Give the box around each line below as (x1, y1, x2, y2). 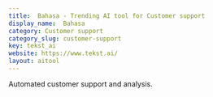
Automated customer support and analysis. (8, 78, 153, 89)
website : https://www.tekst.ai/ (8, 49, 118, 57)
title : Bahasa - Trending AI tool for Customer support (8, 11, 206, 20)
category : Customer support (8, 27, 104, 35)
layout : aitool (8, 57, 60, 65)
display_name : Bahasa (8, 19, 85, 27)
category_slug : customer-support (8, 34, 122, 43)
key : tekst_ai (8, 42, 57, 50)
